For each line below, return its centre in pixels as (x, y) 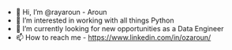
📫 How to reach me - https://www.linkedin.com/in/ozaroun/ (113, 37)
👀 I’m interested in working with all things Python (95, 20)
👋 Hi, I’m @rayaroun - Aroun (62, 12)
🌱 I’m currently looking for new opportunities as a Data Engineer (120, 29)
